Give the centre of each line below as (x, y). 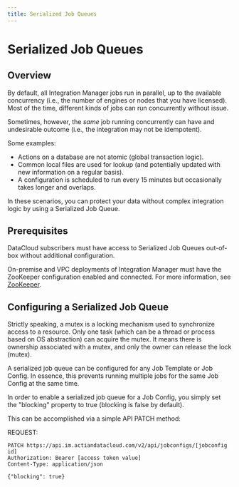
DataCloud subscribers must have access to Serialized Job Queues (106, 248)
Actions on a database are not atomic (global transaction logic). (111, 157)
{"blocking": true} (36, 477)
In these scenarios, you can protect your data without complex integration (116, 201)
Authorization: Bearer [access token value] (74, 458)
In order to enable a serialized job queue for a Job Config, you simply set (114, 397)
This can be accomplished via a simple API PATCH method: (94, 419)
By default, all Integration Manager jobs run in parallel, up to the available (115, 93)
